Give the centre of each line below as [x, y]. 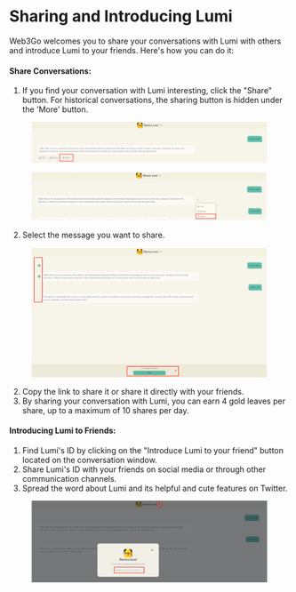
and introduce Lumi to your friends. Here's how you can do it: [121, 50]
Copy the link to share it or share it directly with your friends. [133, 391]
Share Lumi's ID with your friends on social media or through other [144, 469]
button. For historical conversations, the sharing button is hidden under [152, 100]
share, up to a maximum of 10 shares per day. [105, 410]
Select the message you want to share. [93, 235]
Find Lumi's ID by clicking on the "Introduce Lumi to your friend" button [153, 450]
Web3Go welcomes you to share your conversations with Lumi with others [145, 41]
